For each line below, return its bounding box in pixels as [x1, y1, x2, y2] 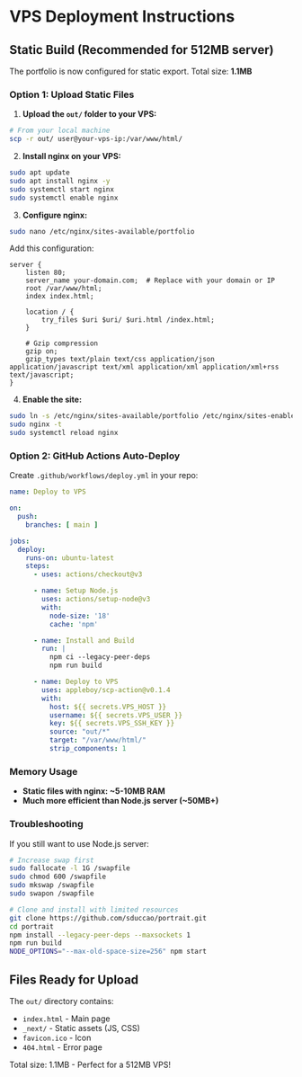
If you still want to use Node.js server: [9, 838, 150, 849]
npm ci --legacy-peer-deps [49, 653, 151, 662]
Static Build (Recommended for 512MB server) [9, 42, 274, 58]
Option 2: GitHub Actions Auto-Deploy [9, 449, 181, 462]
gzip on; [25, 347, 58, 356]
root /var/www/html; [25, 284, 102, 293]
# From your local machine [9, 126, 111, 136]
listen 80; [25, 268, 67, 278]
